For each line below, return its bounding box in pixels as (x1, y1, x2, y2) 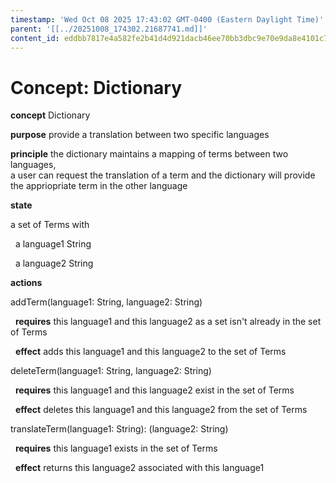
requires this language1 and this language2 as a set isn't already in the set (14, 316, 322, 328)
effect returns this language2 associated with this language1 (14, 462, 265, 474)
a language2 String (14, 257, 94, 270)
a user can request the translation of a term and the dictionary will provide (10, 169, 316, 181)
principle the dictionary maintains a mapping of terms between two (10, 148, 289, 160)
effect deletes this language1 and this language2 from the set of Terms (14, 404, 308, 416)
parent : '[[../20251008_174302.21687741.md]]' (10, 24, 208, 34)
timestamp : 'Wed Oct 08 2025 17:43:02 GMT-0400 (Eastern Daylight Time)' (10, 14, 325, 25)
